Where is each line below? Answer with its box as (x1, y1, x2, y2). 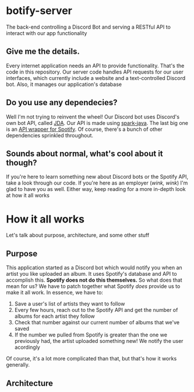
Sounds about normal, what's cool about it (6, 148, 163, 158)
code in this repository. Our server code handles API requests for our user (6, 68, 184, 75)
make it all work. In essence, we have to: (6, 289, 104, 296)
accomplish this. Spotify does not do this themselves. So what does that (6, 276, 182, 284)
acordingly (14, 344, 41, 351)
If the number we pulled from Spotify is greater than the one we (14, 331, 168, 338)
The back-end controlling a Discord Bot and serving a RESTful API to (6, 23, 171, 30)
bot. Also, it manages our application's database (6, 81, 122, 88)
